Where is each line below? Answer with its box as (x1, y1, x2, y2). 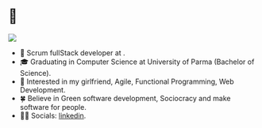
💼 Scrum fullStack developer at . (19, 47, 125, 58)
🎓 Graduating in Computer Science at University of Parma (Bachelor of (19, 57, 255, 66)
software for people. (19, 102, 87, 111)
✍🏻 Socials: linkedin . (19, 111, 87, 120)
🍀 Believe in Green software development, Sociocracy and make (19, 93, 231, 103)
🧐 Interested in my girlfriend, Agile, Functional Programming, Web (19, 77, 234, 86)
